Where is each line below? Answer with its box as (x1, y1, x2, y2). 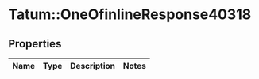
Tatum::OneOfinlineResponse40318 (8, 6, 252, 24)
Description (70, 61, 115, 71)
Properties (8, 37, 62, 51)
